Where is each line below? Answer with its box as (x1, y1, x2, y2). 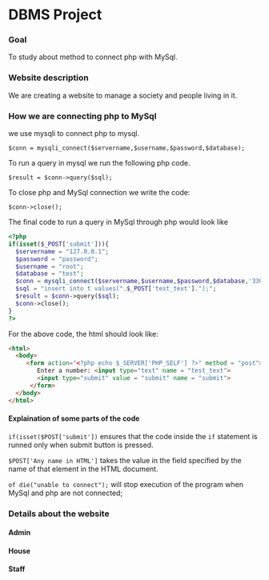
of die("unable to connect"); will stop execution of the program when (8, 479, 244, 489)
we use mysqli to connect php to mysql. (8, 129, 140, 138)
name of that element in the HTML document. (8, 464, 159, 474)
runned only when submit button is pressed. (8, 440, 154, 450)
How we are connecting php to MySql (8, 110, 157, 122)
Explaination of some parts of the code (8, 414, 140, 423)
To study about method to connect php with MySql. (8, 52, 178, 62)
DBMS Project (8, 6, 102, 24)
